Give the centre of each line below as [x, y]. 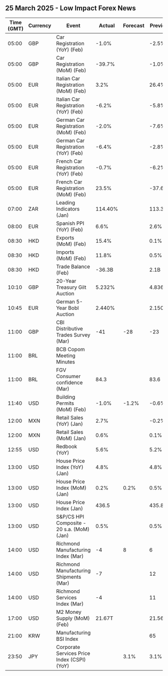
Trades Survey [73, 334]
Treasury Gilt [71, 287]
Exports [65, 238]
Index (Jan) [69, 509]
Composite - [71, 523]
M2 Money [68, 612]
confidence [69, 382]
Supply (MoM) [73, 618]
